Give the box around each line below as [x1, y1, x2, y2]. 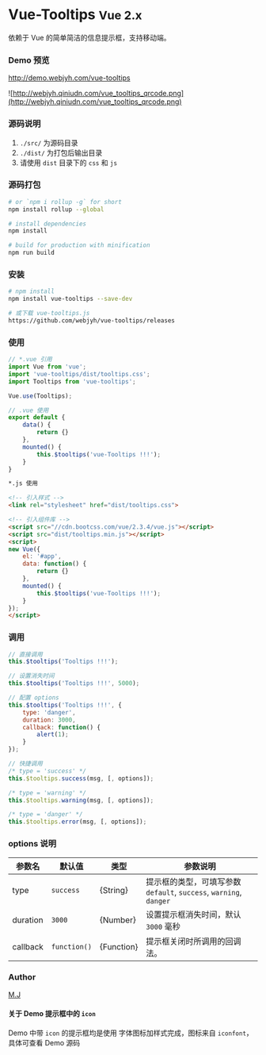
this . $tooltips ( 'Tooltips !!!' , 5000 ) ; [8, 680, 140, 687]
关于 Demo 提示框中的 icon [8, 1009, 97, 1018]
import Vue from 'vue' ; [8, 363, 87, 371]
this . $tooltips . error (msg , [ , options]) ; [8, 818, 147, 826]
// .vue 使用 [8, 406, 49, 414]
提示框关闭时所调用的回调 [146, 935, 241, 946]
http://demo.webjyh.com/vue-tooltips [8, 73, 131, 83]
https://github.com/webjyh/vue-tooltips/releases [8, 317, 176, 325]
